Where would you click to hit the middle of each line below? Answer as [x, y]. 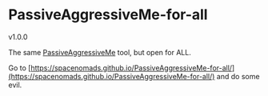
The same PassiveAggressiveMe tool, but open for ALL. [100, 52]
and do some [238, 76]
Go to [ [20, 68]
